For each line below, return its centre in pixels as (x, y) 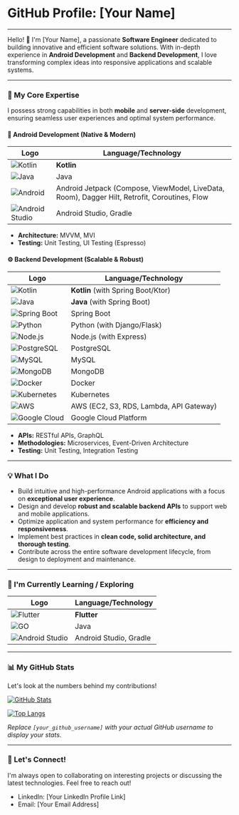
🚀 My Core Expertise (43, 95)
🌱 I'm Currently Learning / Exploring (70, 584)
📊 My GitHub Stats (41, 667)
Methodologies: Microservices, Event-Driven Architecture (103, 443)
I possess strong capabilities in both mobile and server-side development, (117, 111)
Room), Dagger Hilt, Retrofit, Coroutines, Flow (132, 198)
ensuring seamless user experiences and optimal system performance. (111, 118)
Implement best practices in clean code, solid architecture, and (112, 536)
